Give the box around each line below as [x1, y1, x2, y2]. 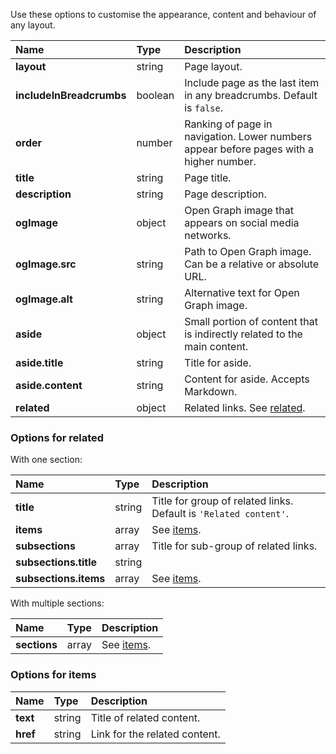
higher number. [184, 155, 257, 168]
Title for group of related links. [151, 494, 294, 508]
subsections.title [15, 555, 98, 569]
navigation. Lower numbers [184, 130, 313, 143]
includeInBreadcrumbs [15, 89, 127, 102]
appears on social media [184, 216, 300, 229]
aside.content [15, 379, 83, 392]
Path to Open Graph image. [184, 245, 312, 258]
